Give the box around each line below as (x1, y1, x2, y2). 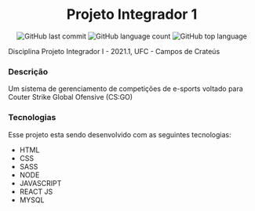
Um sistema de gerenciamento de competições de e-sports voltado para (8, 84, 243, 93)
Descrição (8, 66, 49, 77)
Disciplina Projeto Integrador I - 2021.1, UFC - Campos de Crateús (8, 46, 220, 56)
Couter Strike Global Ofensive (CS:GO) (8, 93, 133, 102)
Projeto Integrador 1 (66, 5, 198, 24)
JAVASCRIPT (19, 178, 62, 187)
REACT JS (19, 187, 53, 196)
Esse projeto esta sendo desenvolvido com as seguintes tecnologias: (8, 129, 231, 139)
